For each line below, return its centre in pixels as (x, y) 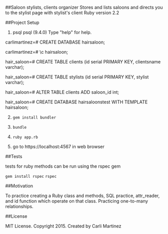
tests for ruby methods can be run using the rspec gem (63, 166)
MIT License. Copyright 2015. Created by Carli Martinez (63, 226)
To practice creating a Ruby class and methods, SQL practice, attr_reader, (82, 196)
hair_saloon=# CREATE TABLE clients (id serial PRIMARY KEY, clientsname (83, 62)
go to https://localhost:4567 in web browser (59, 147)
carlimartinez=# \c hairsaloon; (37, 52)
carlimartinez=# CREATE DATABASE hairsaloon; (55, 42)
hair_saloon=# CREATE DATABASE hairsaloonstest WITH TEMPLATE (77, 102)
